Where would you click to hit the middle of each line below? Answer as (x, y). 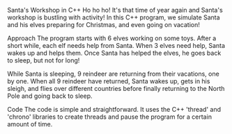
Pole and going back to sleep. (50, 96)
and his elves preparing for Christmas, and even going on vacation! (103, 25)
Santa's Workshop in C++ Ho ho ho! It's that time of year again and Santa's (115, 10)
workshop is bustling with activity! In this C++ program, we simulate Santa (114, 17)
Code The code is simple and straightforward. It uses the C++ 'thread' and (114, 109)
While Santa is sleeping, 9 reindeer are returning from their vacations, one (113, 74)
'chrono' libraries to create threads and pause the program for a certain (110, 117)
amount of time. (30, 124)
